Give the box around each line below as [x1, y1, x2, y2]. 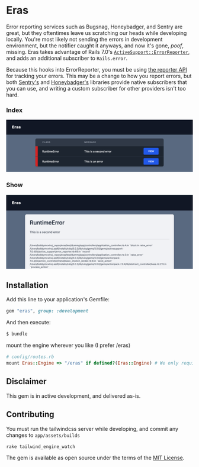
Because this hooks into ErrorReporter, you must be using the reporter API [6, 66, 188, 73]
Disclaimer [6, 376, 47, 387]
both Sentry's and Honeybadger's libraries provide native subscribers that [6, 78, 188, 86]
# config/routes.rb [6, 354, 54, 360]
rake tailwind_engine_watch [6, 443, 76, 450]
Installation [6, 281, 49, 291]
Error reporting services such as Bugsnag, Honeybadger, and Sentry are [6, 23, 183, 30]
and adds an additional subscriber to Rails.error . [6, 54, 128, 62]
